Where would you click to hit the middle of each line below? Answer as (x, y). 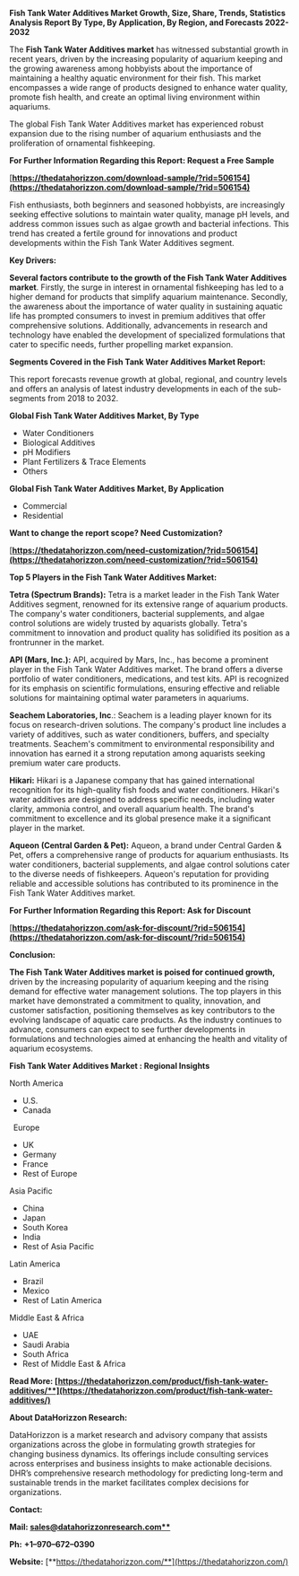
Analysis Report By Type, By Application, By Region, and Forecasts (137, 22)
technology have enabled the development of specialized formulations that (147, 335)
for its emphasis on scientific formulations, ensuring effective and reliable (145, 688)
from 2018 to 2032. (83, 398)
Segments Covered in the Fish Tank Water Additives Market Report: (137, 362)
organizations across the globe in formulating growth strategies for (132, 1445)
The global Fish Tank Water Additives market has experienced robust (137, 124)
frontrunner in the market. (57, 642)
